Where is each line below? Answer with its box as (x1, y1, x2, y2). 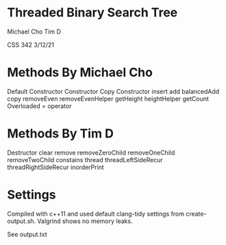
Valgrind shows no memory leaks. (37, 217, 133, 225)
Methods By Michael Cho (7, 65, 153, 80)
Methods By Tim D (7, 126, 114, 142)
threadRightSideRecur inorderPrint (7, 163, 104, 171)
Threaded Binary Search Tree (7, 5, 178, 21)
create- (186, 209, 207, 218)
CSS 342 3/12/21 (7, 40, 55, 49)
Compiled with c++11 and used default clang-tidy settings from (7, 209, 185, 218)
